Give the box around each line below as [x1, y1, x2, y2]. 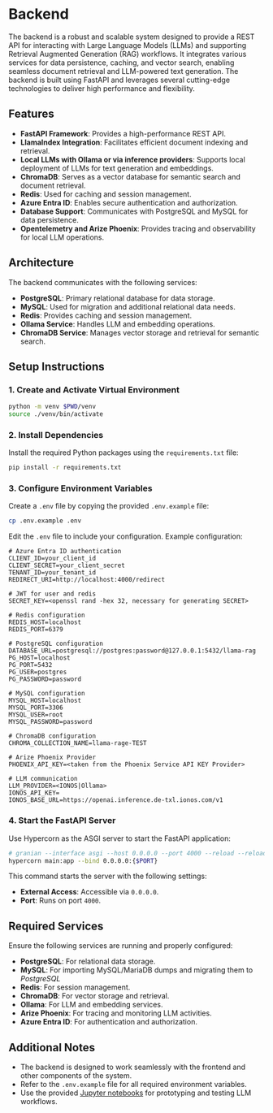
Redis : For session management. [19, 982, 131, 992]
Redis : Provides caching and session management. [19, 310, 193, 320]
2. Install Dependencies [8, 429, 104, 440]
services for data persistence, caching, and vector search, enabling [8, 58, 235, 67]
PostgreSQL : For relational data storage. [19, 956, 156, 967]
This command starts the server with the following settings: [8, 871, 207, 881]
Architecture [8, 256, 75, 270]
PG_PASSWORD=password [8, 675, 82, 683]
